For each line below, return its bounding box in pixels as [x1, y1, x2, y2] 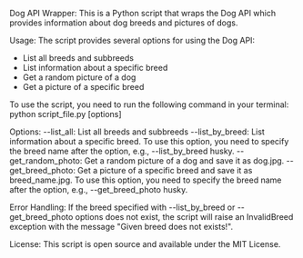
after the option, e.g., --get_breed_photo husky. [9, 184, 188, 194]
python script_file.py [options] [9, 109, 122, 119]
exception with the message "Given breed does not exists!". [9, 222, 234, 232]
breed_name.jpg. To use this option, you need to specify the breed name [9, 174, 282, 185]
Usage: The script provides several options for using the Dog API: [9, 35, 256, 45]
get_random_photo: [9, 155, 83, 166]
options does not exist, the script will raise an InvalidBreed [75, 212, 294, 222]
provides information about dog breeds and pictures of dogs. [9, 17, 238, 28]
